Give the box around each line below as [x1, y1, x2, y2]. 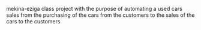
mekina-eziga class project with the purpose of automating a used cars [6, 5, 183, 12]
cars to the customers [6, 18, 61, 25]
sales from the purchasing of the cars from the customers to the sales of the [6, 11, 195, 19]
